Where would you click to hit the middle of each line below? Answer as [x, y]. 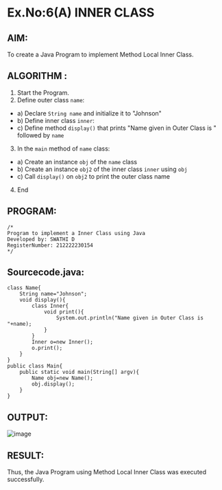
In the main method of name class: [63, 148]
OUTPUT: [27, 417]
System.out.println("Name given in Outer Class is [130, 318]
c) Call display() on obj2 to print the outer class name [93, 176]
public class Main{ [35, 366]
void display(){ [43, 300]
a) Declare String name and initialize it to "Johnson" [89, 113]
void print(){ [64, 312]
